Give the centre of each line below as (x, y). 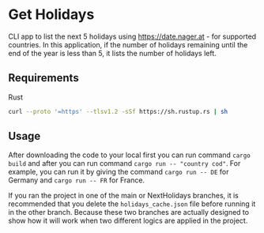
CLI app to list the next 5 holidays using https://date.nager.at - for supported (132, 36)
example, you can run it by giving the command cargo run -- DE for (119, 172)
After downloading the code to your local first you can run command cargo (129, 155)
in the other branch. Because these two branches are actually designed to (129, 212)
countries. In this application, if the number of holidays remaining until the (128, 44)
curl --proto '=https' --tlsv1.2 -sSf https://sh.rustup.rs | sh (118, 111)
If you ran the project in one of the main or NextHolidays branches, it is (123, 196)
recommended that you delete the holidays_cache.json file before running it (132, 204)
